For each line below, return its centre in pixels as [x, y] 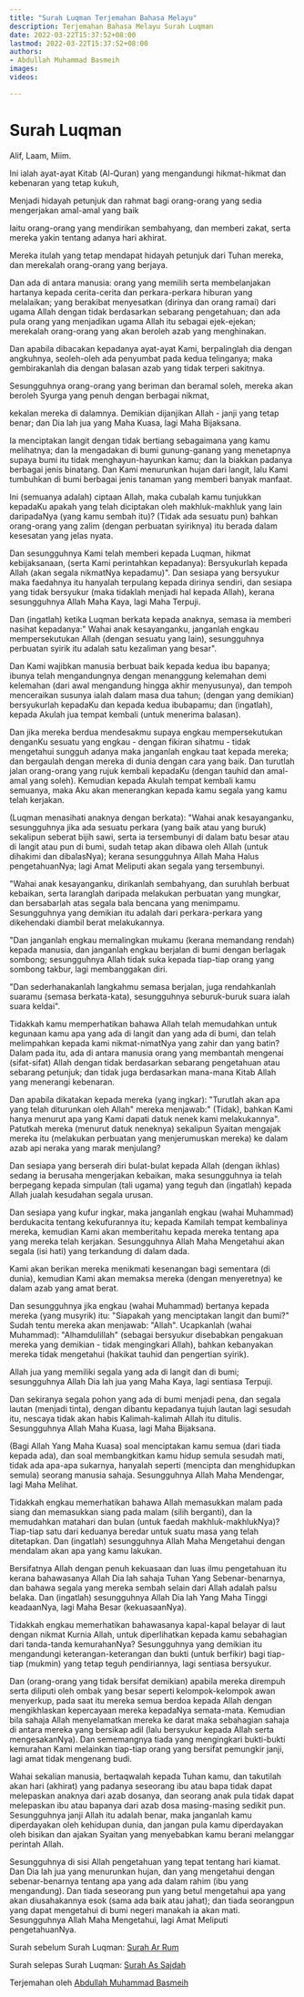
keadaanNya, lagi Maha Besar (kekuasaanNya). [98, 1607]
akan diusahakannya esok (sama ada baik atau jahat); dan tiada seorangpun [152, 1900]
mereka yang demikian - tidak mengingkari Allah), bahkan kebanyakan [142, 1344]
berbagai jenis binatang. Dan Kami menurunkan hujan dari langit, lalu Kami [149, 469]
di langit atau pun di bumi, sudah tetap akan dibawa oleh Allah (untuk [139, 846]
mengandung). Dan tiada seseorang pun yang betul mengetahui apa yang [148, 1890]
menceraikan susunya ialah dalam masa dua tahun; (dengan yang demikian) [152, 695]
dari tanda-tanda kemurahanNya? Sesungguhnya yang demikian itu [136, 1644]
